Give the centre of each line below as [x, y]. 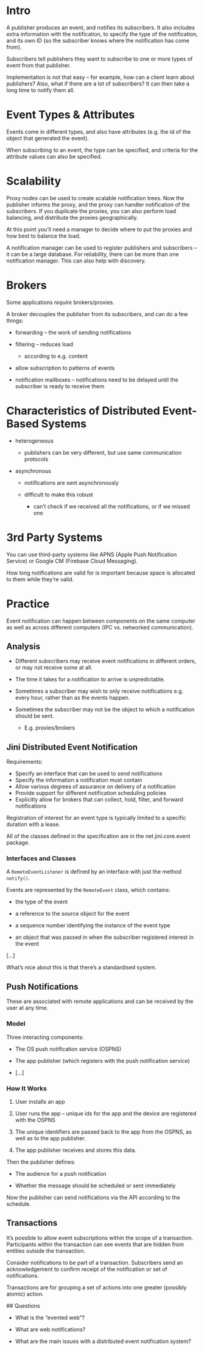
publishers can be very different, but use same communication [103, 452]
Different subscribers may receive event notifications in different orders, [106, 661]
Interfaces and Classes [41, 858]
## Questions [23, 1306]
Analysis [23, 646]
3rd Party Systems [55, 537]
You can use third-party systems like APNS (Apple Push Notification [92, 554]
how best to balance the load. [44, 236]
